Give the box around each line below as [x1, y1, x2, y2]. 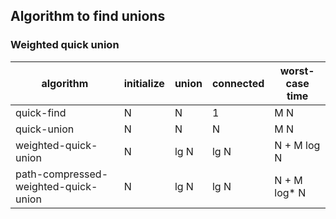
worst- [279, 64, 315, 78]
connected [211, 76, 265, 90]
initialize [123, 76, 165, 90]
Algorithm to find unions [10, 8, 166, 25]
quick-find [15, 105, 67, 119]
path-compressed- [15, 167, 109, 181]
